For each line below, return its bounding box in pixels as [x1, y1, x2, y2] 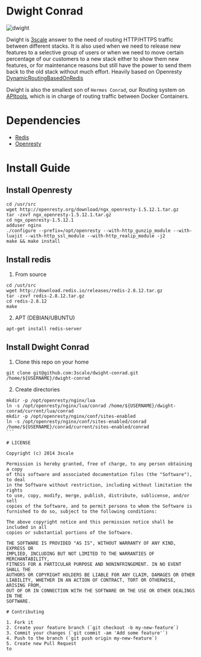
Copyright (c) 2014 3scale [6, 450, 74, 457]
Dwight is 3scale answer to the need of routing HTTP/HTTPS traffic [6, 36, 173, 43]
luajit [6, 232, 23, 239]
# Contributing [6, 609, 45, 615]
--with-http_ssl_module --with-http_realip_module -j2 [25, 232, 165, 239]
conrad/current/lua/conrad [6, 408, 74, 414]
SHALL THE [6, 566, 31, 572]
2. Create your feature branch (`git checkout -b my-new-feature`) [6, 624, 179, 630]
